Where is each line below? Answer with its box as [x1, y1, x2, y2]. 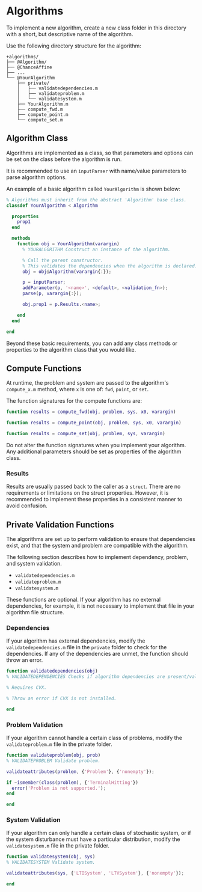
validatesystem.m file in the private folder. [6, 842, 110, 849]
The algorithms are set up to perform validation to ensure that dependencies [6, 536, 195, 543]
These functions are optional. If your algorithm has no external [6, 596, 161, 603]
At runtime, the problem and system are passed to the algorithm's [6, 379, 169, 386]
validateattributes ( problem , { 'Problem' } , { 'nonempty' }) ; [6, 768, 155, 775]
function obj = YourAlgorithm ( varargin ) [17, 241, 120, 247]
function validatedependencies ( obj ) [6, 668, 98, 674]
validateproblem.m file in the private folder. [6, 741, 112, 748]
